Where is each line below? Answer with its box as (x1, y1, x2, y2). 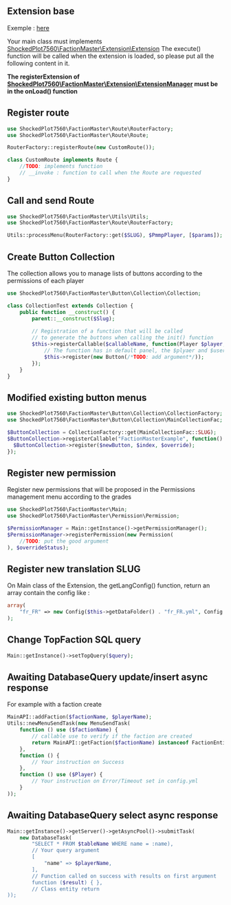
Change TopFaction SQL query (7, 634, 142, 646)
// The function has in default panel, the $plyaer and (43, 347, 208, 354)
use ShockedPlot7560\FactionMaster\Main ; (7, 506, 128, 513)
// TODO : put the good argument (19, 537, 109, 545)
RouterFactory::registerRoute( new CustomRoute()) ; (7, 144, 155, 151)
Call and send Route (7, 195, 95, 207)
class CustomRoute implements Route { (7, 156, 118, 164)
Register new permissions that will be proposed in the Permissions (7, 486, 196, 494)
